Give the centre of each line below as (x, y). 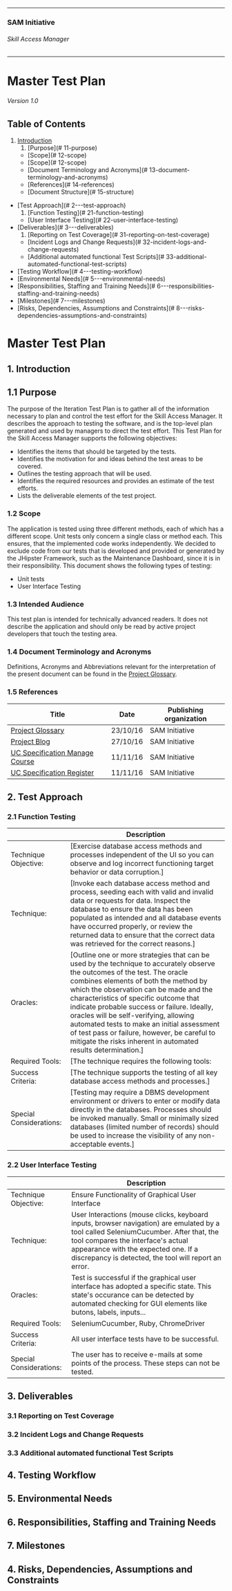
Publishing (186, 710)
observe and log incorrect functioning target (142, 863)
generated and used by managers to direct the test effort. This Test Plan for (115, 431)
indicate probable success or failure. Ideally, (142, 1007)
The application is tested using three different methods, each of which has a (116, 529)
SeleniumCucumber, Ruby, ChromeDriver (138, 1323)
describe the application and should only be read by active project (101, 626)
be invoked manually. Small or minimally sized (144, 1118)
